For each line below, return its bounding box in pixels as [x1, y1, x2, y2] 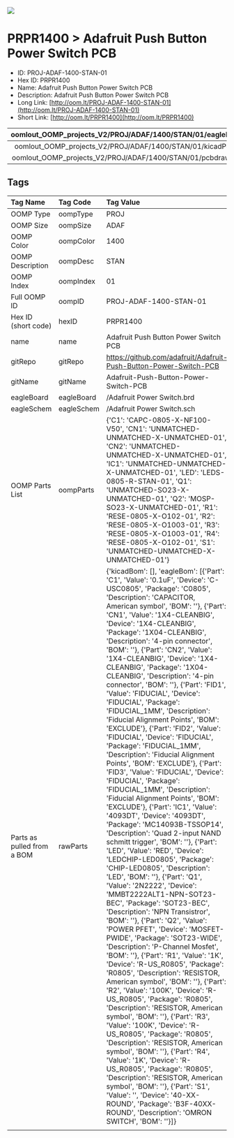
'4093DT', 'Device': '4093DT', [106, 810, 206, 820]
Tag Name [10, 197, 45, 207]
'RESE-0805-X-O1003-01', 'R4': [106, 528, 220, 538]
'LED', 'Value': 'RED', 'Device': [106, 845, 204, 855]
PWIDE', [106, 933, 133, 942]
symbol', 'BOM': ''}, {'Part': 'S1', [106, 1081, 210, 1091]
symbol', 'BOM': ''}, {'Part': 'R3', [106, 1012, 210, 1021]
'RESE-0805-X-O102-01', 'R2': [106, 511, 215, 520]
